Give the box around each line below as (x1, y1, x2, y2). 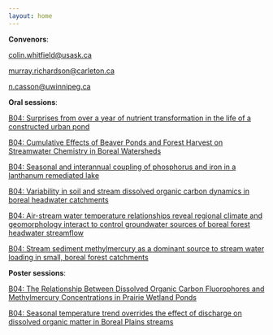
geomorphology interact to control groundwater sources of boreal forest (8, 219, 250, 228)
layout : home (8, 11, 53, 20)
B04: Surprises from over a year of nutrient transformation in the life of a (8, 113, 252, 123)
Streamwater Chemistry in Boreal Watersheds (8, 146, 162, 155)
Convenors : (8, 34, 49, 44)
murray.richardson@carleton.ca (8, 66, 115, 76)
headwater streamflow (8, 228, 84, 237)
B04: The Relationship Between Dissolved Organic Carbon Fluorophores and (8, 284, 265, 294)
